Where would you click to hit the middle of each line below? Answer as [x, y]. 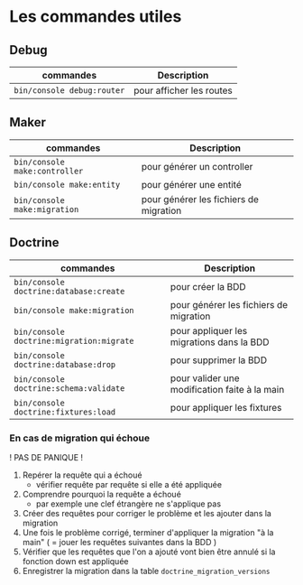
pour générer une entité [191, 184]
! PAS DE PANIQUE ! [46, 457]
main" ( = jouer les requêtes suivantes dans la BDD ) [119, 542]
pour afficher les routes [183, 90]
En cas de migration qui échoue [80, 438]
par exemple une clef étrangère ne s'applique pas [129, 504]
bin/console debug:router [69, 91]
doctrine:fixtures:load [65, 412]
